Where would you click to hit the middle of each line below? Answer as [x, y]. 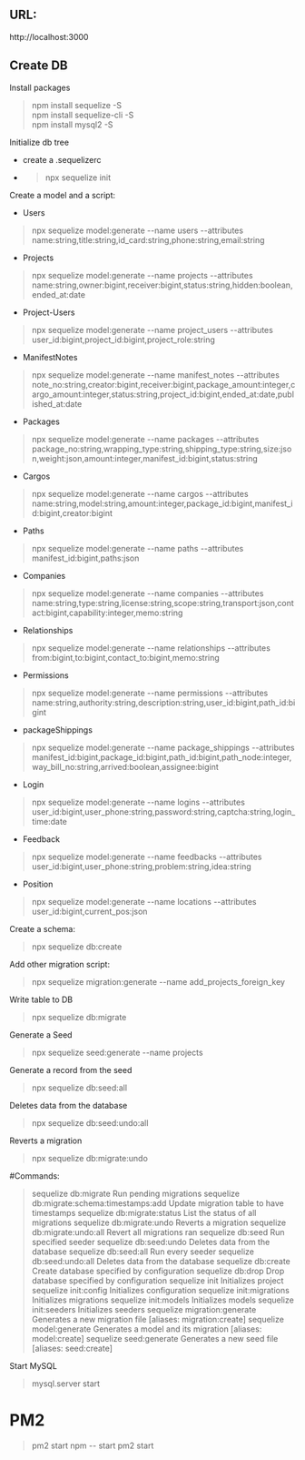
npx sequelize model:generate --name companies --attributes [148, 593]
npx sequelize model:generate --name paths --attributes [138, 548]
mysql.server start [66, 1384]
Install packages [40, 87]
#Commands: [35, 1176]
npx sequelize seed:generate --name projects [117, 1052]
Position [38, 884]
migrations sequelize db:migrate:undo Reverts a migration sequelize [159, 1222]
